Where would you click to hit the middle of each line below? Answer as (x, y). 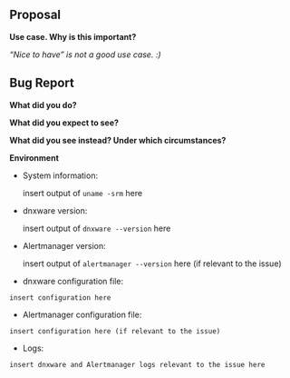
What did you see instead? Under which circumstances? (118, 140)
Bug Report (42, 83)
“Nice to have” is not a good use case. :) (85, 55)
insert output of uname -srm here (82, 193)
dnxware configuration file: (73, 281)
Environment (34, 157)
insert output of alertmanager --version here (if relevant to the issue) (152, 264)
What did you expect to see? (64, 123)
